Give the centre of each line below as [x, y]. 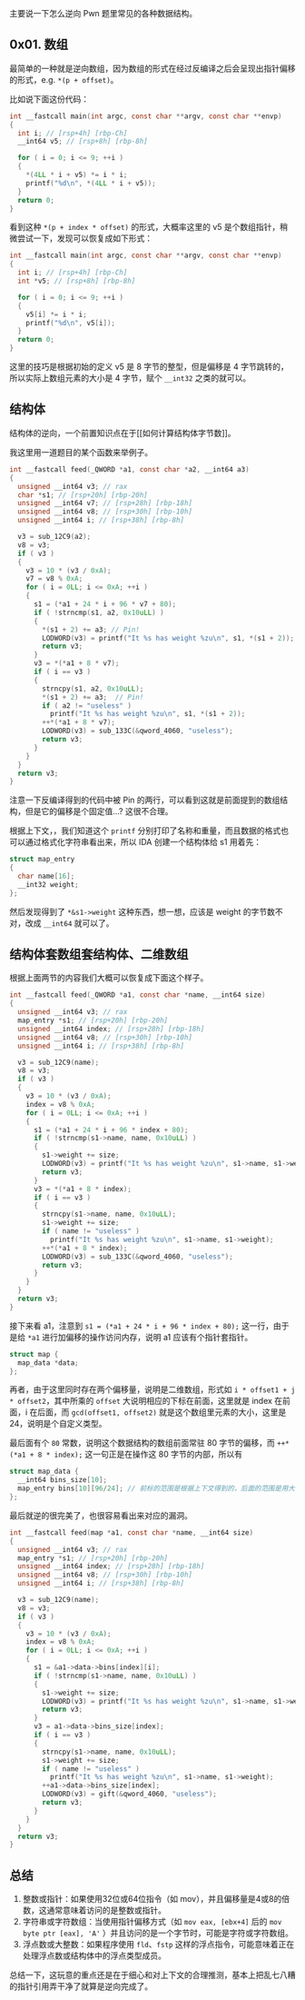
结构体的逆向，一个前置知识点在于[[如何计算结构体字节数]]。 [123, 433]
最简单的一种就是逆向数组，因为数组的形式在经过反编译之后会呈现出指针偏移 [152, 68]
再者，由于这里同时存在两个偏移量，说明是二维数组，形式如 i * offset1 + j [152, 1389]
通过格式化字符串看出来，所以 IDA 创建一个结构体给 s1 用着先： [143, 842]
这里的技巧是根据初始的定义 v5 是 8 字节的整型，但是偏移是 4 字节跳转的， [149, 367]
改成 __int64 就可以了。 [69, 923]
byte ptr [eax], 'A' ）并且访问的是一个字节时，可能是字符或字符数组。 [157, 1933]
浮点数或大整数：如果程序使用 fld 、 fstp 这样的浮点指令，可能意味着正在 [158, 1945]
